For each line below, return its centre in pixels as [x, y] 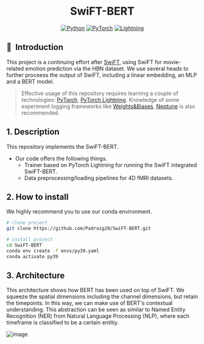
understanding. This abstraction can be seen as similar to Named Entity [96, 310]
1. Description [33, 132]
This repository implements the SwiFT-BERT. [62, 146]
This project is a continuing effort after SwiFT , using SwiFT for [84, 62]
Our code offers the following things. [61, 158]
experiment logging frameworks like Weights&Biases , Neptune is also [108, 106]
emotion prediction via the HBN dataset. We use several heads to [107, 68]
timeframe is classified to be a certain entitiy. [63, 323]
